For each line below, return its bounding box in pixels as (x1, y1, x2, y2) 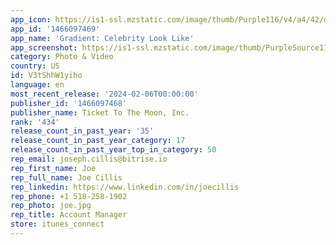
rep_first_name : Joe (10, 163, 97, 173)
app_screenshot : (10, 42, 78, 53)
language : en (10, 80, 65, 90)
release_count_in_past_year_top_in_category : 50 (10, 145, 217, 155)
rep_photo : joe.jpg (10, 201, 92, 211)
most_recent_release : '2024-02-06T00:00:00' (10, 89, 199, 99)
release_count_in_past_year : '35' (10, 126, 155, 136)
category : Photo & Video (10, 52, 114, 62)
